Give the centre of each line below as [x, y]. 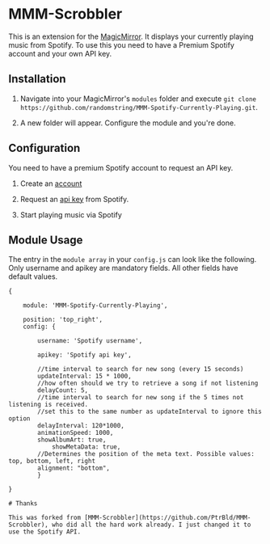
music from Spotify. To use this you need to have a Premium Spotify [121, 44]
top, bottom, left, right [52, 462]
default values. [33, 276]
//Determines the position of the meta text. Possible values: [146, 454]
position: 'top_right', [63, 320]
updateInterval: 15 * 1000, [84, 377]
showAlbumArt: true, [72, 440]
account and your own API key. [60, 53]
